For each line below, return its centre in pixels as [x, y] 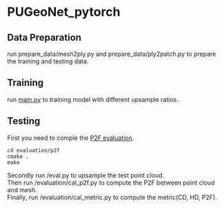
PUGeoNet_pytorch [64, 12]
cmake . [18, 156]
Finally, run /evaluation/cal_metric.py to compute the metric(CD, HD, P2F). [112, 197]
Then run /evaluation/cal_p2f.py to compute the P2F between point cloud [111, 183]
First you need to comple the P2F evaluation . [71, 138]
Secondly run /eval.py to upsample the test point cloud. [86, 175]
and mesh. [22, 189]
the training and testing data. [48, 61]
